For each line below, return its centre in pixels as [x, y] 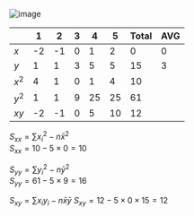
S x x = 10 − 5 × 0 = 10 [48, 150]
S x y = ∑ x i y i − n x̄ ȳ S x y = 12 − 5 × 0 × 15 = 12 [89, 202]
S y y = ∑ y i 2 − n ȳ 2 [40, 169]
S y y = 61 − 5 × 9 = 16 [48, 182]
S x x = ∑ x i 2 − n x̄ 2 [40, 137]
